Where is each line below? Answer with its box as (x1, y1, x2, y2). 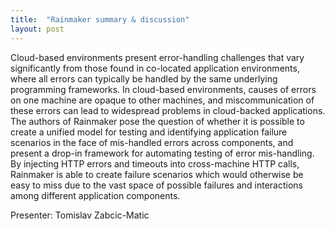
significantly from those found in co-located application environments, (10, 62, 300, 74)
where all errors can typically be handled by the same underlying (10, 72, 278, 85)
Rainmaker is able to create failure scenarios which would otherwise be (10, 168, 304, 180)
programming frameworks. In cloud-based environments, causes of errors (10, 83, 317, 95)
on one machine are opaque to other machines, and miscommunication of (10, 94, 315, 106)
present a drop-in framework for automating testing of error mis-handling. (10, 147, 315, 159)
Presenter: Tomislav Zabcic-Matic (10, 209, 150, 221)
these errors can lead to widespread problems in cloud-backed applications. (10, 104, 326, 116)
